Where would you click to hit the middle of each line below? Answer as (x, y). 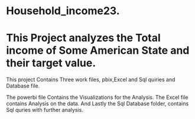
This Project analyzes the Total (83, 38)
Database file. (23, 86)
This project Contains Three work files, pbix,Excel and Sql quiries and (91, 80)
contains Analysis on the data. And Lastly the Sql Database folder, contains (97, 104)
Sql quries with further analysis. (45, 110)
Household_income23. (63, 11)
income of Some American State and (98, 51)
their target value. (51, 63)
